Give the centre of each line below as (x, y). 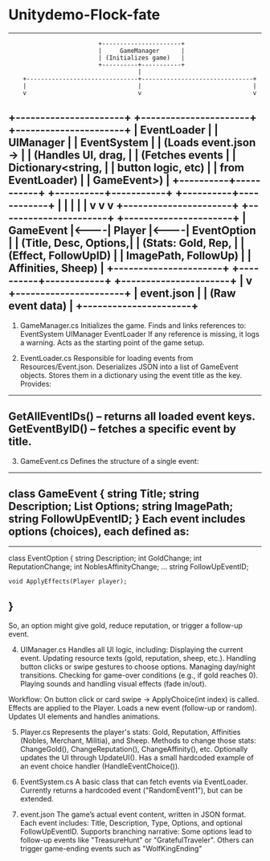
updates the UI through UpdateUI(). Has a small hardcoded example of (137, 758)
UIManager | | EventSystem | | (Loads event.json (132, 143)
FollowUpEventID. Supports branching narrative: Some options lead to (136, 832)
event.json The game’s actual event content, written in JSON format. (133, 814)
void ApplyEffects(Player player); (68, 582)
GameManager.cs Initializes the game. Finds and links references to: (133, 325)
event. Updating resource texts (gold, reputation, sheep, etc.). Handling (138, 658)
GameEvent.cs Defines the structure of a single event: (109, 461)
